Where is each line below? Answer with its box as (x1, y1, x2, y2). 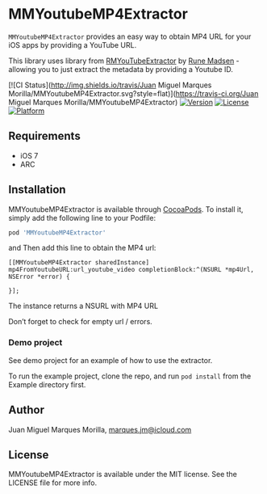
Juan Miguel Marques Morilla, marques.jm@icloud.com (8, 424, 192, 434)
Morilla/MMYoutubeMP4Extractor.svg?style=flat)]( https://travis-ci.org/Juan (8, 88, 259, 98)
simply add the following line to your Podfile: (8, 213, 156, 222)
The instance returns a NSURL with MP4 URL (8, 301, 159, 311)
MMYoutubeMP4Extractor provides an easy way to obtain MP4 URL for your (8, 32, 252, 41)
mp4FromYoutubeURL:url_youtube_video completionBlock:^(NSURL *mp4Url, (8, 266, 254, 274)
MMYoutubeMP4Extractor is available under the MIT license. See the (8, 470, 238, 479)
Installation (8, 183, 66, 196)
